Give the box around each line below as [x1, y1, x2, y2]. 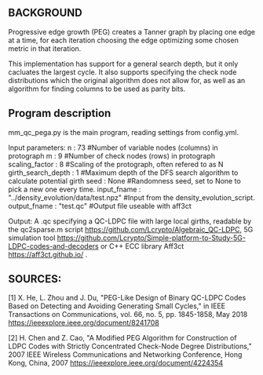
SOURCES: [8, 272, 62, 286]
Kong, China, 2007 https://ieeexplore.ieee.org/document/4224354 [8, 359, 224, 368]
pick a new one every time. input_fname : [8, 184, 141, 194]
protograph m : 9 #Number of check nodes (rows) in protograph [8, 151, 216, 160]
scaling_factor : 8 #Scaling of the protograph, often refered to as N [8, 159, 224, 169]
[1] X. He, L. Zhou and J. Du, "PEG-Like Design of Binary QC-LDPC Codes [8, 293, 247, 303]
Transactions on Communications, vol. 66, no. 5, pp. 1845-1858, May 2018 [8, 310, 248, 319]
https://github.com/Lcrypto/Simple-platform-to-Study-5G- [57, 233, 246, 242]
